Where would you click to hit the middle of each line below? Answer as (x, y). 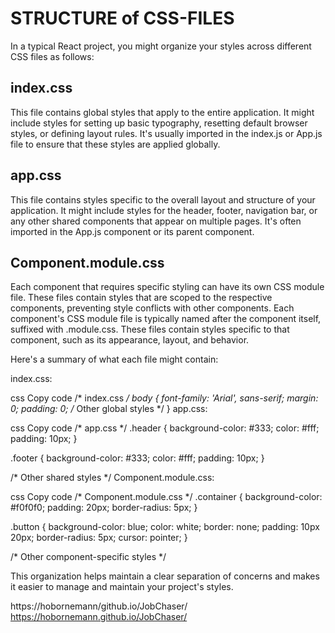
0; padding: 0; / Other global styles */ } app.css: (109, 409)
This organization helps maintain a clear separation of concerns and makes (165, 576)
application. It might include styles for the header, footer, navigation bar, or (164, 210)
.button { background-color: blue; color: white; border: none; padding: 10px (165, 527)
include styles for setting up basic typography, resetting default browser (159, 123)
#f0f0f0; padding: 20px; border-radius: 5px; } (104, 508)
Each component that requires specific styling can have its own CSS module (167, 287)
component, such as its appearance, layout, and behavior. (130, 340)
